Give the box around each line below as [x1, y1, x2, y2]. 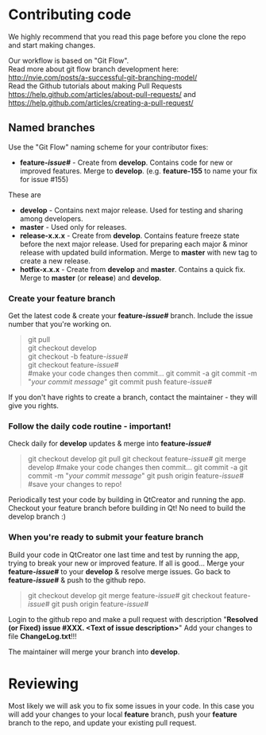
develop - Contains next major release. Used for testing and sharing [19, 205, 244, 215]
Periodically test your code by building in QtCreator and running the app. [8, 495, 246, 504]
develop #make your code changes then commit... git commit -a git [27, 463, 249, 472]
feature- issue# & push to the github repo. [8, 575, 146, 585]
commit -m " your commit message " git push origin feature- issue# [27, 471, 245, 480]
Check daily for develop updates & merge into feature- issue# [8, 439, 212, 449]
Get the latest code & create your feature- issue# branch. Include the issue [8, 311, 253, 321]
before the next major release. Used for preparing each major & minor [19, 239, 249, 248]
